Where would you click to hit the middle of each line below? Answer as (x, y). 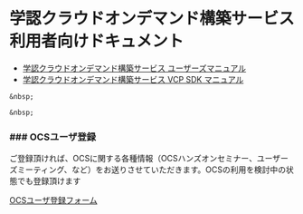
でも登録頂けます (49, 181)
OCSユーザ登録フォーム (53, 200)
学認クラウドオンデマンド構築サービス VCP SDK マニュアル (133, 79)
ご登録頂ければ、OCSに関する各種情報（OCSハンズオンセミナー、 (133, 159)
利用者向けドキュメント (97, 41)
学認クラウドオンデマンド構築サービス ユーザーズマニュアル (134, 68)
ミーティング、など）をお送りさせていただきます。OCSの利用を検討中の (151, 170)
